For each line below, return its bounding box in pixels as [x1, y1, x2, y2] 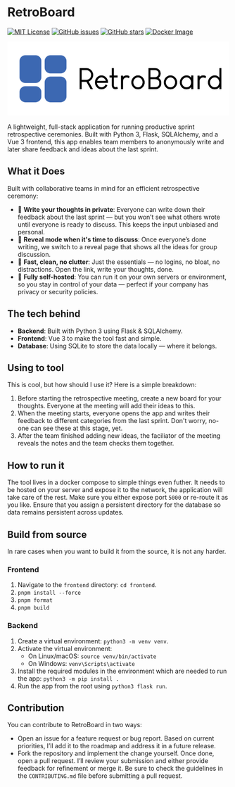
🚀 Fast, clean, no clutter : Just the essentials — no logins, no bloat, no [17, 258, 220, 266]
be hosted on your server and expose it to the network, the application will [7, 486, 223, 494]
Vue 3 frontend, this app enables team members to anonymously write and [7, 137, 224, 146]
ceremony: [7, 191, 39, 200]
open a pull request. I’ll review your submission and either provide [17, 757, 209, 765]
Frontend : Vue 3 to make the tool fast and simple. [17, 334, 162, 342]
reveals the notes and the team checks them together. [17, 439, 174, 448]
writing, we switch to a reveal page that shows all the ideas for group [17, 242, 217, 251]
